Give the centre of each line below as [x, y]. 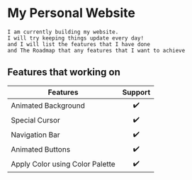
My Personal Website [72, 13]
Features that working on [64, 72]
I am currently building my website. [63, 32]
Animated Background [48, 106]
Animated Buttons [41, 150]
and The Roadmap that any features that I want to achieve [96, 50]
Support [136, 92]
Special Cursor [35, 120]
